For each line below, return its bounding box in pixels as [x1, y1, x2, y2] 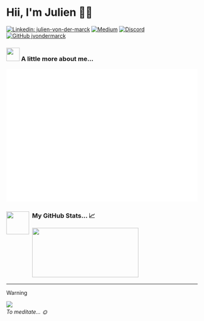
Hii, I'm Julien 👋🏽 [6, 5, 93, 19]
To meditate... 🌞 [6, 308, 48, 316]
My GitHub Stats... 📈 [32, 211, 95, 220]
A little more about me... [21, 54, 94, 63]
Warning [6, 289, 27, 297]
